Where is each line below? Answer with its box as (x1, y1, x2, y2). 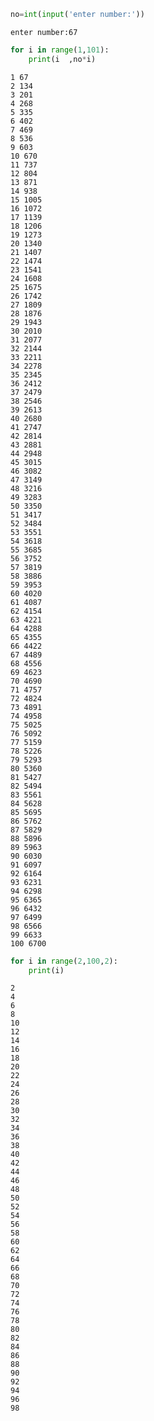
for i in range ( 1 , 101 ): (10, 45, 110, 55)
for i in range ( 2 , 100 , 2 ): (10, 956, 118, 966)
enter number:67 (10, 27, 78, 37)
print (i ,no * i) (28, 54, 97, 64)
